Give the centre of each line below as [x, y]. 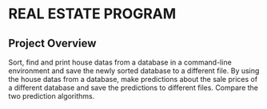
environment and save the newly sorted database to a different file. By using [134, 71]
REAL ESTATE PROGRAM [92, 14]
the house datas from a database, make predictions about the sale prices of [133, 79]
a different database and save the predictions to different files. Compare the [133, 88]
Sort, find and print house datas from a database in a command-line [120, 62]
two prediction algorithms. [52, 96]
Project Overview [52, 43]
